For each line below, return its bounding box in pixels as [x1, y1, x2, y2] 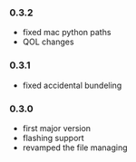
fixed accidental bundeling [22, 80, 122, 91]
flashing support [22, 132, 84, 143]
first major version [22, 122, 92, 133]
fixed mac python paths [22, 27, 112, 38]
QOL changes [22, 36, 74, 47]
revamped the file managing [22, 142, 129, 153]
